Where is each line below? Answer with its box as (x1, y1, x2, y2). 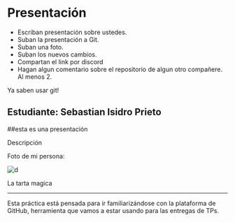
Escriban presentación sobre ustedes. (17, 28, 127, 36)
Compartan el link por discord (17, 57, 104, 66)
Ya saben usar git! (7, 86, 59, 94)
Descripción (7, 138, 43, 147)
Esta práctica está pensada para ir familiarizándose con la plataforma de (7, 199, 216, 207)
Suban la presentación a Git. (17, 35, 99, 43)
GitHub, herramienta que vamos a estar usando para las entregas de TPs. (7, 206, 219, 214)
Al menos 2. (17, 72, 52, 81)
